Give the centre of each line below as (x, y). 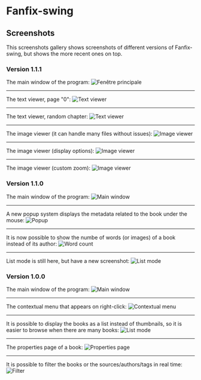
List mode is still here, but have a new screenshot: (68, 261)
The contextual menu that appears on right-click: (66, 307)
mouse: (16, 220)
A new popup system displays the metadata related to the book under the (97, 214)
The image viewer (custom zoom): (48, 168)
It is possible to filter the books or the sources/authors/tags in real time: (94, 364)
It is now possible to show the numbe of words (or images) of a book (91, 237)
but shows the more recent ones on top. (73, 54)
